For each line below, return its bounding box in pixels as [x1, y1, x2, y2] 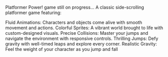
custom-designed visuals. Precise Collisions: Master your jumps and [5, 30, 149, 36]
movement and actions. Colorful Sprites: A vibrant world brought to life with [5, 25, 163, 31]
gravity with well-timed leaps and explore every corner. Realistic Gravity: [5, 41, 157, 47]
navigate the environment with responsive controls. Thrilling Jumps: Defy [5, 35, 158, 41]
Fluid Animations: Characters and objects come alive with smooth [5, 20, 142, 25]
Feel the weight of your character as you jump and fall [5, 46, 118, 52]
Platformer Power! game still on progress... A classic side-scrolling [5, 5, 145, 10]
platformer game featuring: [5, 10, 62, 16]
